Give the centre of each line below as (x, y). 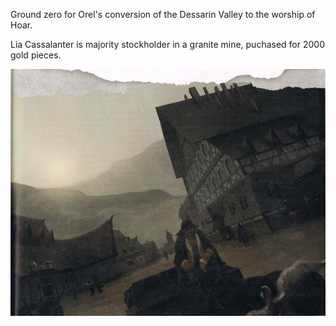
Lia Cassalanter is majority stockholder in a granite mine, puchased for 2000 (168, 44)
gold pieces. (36, 55)
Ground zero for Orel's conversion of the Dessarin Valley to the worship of (163, 14)
